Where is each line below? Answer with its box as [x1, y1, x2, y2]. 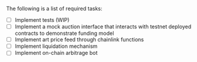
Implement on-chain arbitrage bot [14, 50, 98, 57]
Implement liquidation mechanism [14, 43, 98, 50]
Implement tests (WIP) [14, 17, 70, 23]
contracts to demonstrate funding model [14, 30, 114, 37]
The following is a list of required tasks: [6, 5, 103, 12]
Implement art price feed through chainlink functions [14, 36, 144, 43]
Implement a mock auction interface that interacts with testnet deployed [14, 23, 192, 30]
